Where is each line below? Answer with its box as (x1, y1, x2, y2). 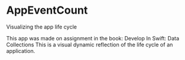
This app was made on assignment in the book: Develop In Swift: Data (6, 34, 180, 42)
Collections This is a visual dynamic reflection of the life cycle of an (6, 41, 173, 48)
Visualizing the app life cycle (6, 23, 77, 30)
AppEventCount (6, 4, 88, 17)
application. (6, 47, 35, 54)
